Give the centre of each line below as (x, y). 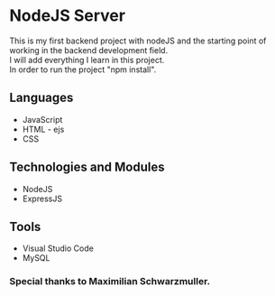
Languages (41, 98)
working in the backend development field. (89, 50)
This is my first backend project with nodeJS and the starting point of (138, 41)
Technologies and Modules (87, 167)
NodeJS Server (68, 16)
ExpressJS (42, 199)
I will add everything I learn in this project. (87, 60)
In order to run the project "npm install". (83, 69)
